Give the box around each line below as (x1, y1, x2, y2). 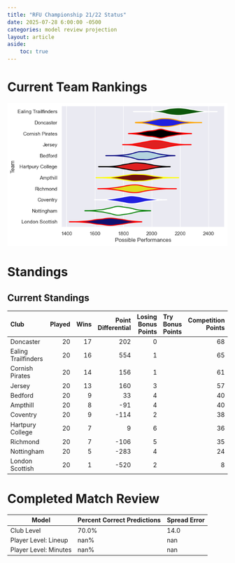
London (10, 457, 33, 465)
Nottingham (10, 448, 44, 456)
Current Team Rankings (7, 79, 148, 95)
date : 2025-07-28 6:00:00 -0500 (7, 18, 101, 26)
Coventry (10, 411, 37, 419)
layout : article (7, 34, 55, 41)
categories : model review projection (7, 26, 117, 33)
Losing (136, 312, 157, 321)
